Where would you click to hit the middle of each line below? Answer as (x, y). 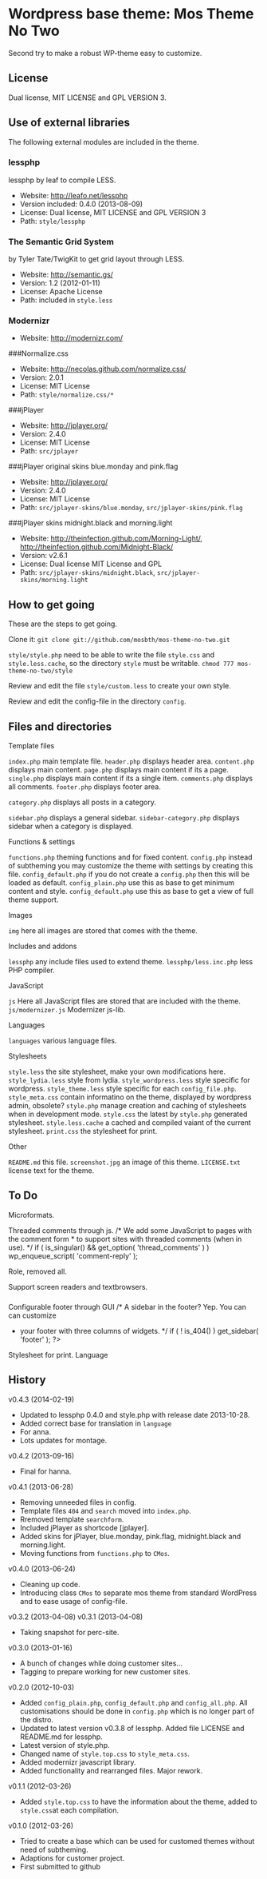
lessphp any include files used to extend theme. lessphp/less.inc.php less (131, 962)
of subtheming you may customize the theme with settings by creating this (131, 866)
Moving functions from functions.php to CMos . (94, 1553)
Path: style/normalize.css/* (67, 395)
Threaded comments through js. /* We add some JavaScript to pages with (130, 1230)
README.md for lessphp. (61, 1737)
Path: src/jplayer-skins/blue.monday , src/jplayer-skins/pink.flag (131, 508)
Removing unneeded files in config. (78, 1502)
